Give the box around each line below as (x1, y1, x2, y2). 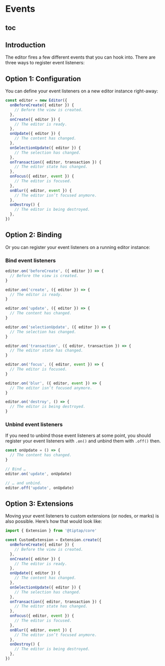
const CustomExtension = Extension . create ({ (5, 537, 102, 542)
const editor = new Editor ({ (5, 98, 67, 103)
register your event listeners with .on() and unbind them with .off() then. (5, 438, 161, 444)
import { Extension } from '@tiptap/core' (5, 528, 97, 533)
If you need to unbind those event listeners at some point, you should (5, 432, 151, 439)
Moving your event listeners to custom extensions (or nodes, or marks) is (5, 513, 159, 519)
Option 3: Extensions (5, 499, 74, 508)
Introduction (5, 40, 46, 49)
